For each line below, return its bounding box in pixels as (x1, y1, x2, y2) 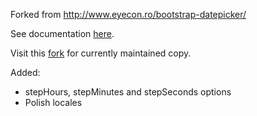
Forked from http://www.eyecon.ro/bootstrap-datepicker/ (10, 9, 247, 20)
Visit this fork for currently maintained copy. (10, 47, 192, 59)
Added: (10, 67, 41, 78)
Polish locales (24, 97, 83, 108)
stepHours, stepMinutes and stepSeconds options (24, 86, 232, 98)
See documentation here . (10, 28, 115, 39)
